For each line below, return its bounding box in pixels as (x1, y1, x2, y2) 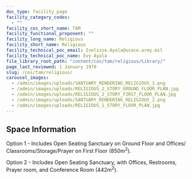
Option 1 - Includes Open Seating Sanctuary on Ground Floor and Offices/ (6, 140, 186, 147)
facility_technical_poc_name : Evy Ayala (6, 53, 108, 59)
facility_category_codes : (6, 14, 70, 20)
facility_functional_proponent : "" (6, 31, 94, 37)
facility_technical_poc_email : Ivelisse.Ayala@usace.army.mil (6, 47, 163, 53)
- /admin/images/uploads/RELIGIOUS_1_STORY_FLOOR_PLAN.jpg (11, 102, 161, 108)
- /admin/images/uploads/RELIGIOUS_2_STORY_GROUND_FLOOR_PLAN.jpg (11, 86, 179, 92)
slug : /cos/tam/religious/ (6, 69, 73, 75)
